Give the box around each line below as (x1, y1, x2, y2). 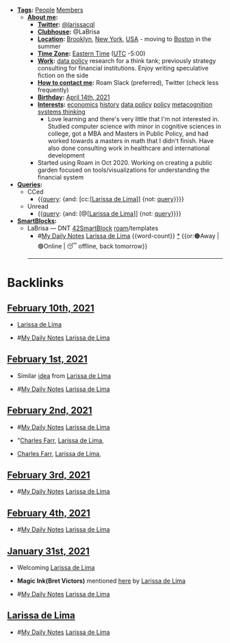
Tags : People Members (16, 6, 84, 14)
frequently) (37, 86, 70, 94)
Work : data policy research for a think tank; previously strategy (37, 57, 216, 64)
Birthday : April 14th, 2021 (37, 93, 110, 101)
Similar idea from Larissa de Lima (16, 371, 112, 379)
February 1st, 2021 (7, 353, 88, 365)
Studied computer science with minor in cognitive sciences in (47, 123, 221, 130)
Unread (27, 202, 49, 210)
